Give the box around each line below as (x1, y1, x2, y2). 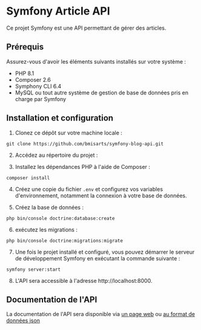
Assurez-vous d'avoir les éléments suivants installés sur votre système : (6, 58, 186, 65)
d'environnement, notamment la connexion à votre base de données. (15, 192, 187, 199)
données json (6, 317, 41, 325)
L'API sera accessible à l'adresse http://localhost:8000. (15, 277, 153, 284)
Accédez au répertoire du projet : (15, 151, 98, 159)
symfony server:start (6, 266, 61, 272)
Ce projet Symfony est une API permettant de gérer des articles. (6, 24, 166, 31)
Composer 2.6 (15, 76, 51, 83)
